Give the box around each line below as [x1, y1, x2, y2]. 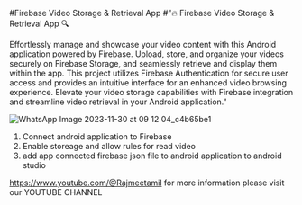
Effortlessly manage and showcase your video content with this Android [9, 40, 277, 49]
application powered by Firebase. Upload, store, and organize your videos [9, 49, 284, 59]
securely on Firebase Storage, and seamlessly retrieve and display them [9, 58, 278, 68]
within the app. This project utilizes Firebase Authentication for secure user [9, 67, 288, 78]
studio [22, 160, 47, 170]
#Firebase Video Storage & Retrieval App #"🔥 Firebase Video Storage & [9, 8, 275, 18]
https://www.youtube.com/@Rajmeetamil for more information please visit [9, 177, 285, 188]
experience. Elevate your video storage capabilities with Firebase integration [9, 87, 294, 97]
